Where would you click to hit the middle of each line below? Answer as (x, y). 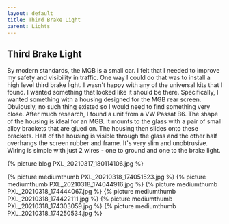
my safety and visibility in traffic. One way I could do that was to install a (109, 78)
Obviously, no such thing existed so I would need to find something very (109, 107)
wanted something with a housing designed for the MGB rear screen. (104, 99)
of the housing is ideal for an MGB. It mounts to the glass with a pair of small (114, 121)
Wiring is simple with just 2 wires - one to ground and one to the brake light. (114, 151)
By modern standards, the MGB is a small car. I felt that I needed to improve (113, 71)
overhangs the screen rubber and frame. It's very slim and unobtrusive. (108, 143)
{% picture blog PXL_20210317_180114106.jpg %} (75, 164)
